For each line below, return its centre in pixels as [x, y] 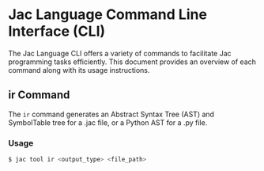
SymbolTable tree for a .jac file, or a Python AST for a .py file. [108, 122]
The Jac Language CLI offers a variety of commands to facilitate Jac [120, 53]
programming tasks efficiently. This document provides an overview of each [132, 62]
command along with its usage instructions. [79, 70]
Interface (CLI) [57, 31]
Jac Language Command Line [108, 15]
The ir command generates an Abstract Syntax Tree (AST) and [111, 114]
